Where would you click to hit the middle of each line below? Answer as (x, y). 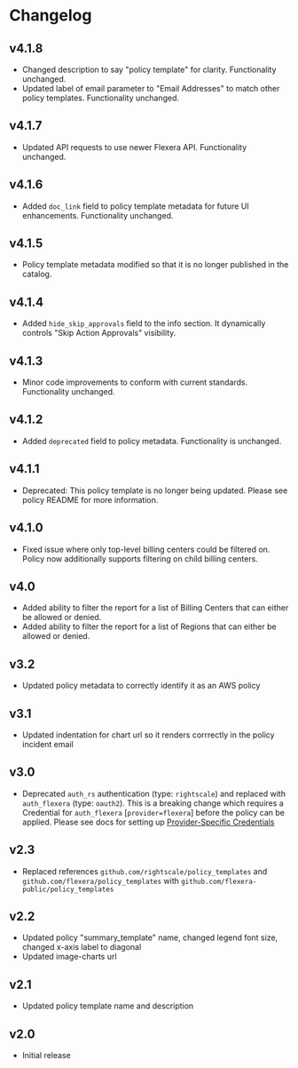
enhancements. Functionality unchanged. (98, 215)
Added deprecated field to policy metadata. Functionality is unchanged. (152, 441)
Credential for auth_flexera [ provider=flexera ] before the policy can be (153, 812)
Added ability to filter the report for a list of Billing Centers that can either (155, 608)
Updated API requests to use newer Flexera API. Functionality (134, 147)
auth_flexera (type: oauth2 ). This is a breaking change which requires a (153, 803)
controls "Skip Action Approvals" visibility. (99, 333)
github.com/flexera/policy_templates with (101, 881)
